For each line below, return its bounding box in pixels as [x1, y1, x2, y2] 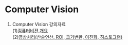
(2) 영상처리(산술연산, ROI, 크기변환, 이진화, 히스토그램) [12, 34, 123, 40]
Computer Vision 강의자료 [12, 21, 66, 27]
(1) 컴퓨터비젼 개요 [12, 27, 48, 34]
